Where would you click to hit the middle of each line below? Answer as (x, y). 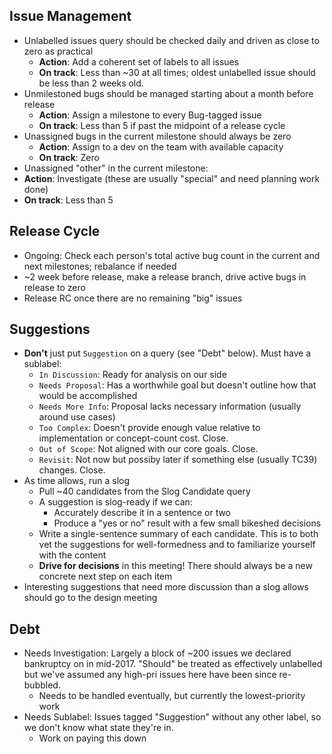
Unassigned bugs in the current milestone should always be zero (157, 136)
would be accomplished (88, 396)
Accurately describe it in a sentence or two (142, 513)
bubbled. (42, 685)
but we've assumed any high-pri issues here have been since (150, 675)
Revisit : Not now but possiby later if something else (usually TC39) (178, 460)
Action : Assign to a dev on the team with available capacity (161, 146)
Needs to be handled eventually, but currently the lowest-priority (172, 696)
